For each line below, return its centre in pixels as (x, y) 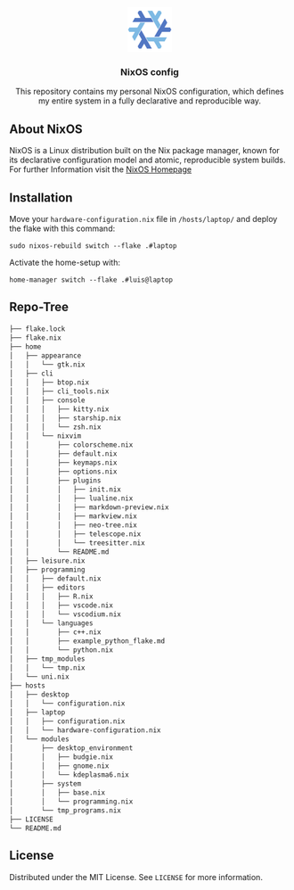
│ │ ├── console (48, 400)
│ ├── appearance (45, 355)
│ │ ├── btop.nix (49, 382)
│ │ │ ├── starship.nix (65, 418)
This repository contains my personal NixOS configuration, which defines (150, 92)
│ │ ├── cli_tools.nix (59, 391)
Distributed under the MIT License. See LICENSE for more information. (136, 877)
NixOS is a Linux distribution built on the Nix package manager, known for (145, 151)
